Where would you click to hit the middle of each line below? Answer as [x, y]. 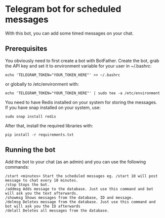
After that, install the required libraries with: [49, 126]
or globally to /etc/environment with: [42, 84]
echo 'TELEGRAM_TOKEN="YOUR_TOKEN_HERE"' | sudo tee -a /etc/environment [83, 93]
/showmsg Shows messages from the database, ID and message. [69, 198]
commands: [17, 167]
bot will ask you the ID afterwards [43, 206]
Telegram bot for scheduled [63, 9]
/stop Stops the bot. [27, 184]
